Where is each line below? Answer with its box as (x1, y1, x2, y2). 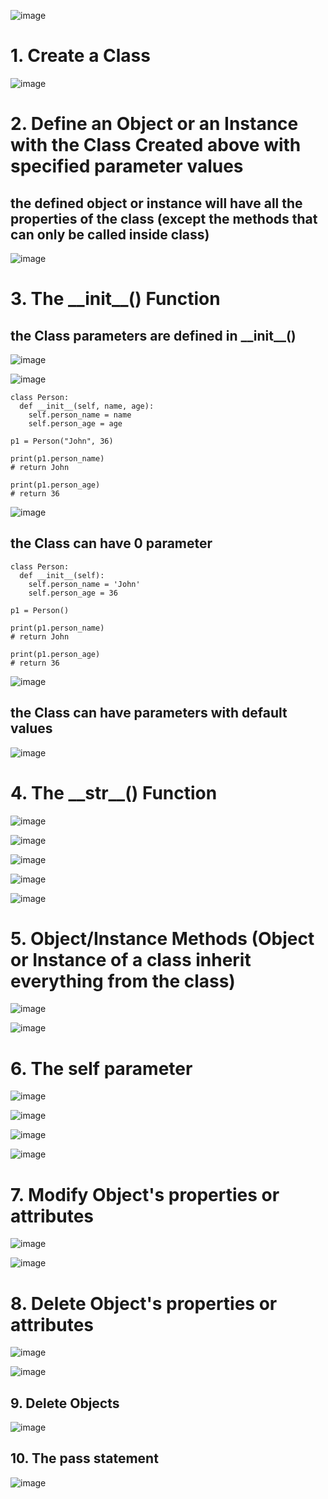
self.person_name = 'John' (28, 579, 141, 589)
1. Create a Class (10, 45, 151, 67)
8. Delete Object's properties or (10, 1292, 278, 1315)
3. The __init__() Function (10, 288, 221, 310)
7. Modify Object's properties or (10, 1183, 280, 1206)
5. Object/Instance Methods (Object (10, 927, 315, 950)
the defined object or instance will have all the (10, 195, 303, 212)
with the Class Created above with (10, 134, 302, 157)
